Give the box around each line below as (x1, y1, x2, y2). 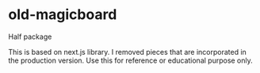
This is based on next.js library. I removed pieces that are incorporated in (8, 47, 247, 56)
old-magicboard (8, 6, 117, 24)
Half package (8, 32, 52, 41)
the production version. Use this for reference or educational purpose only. (8, 56, 254, 65)
